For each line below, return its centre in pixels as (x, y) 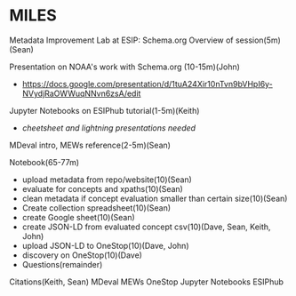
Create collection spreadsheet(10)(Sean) (96, 208)
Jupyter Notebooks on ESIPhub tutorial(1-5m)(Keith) (104, 110)
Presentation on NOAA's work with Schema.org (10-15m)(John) (124, 67)
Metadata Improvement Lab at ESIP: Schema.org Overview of (121, 40)
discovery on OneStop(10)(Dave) (82, 255)
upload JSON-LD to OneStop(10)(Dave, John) (105, 245)
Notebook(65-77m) (44, 162)
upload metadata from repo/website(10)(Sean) (107, 180)
